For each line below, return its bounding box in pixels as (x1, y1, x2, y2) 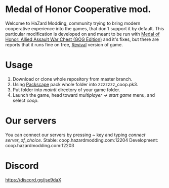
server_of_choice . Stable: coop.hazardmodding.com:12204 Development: (5, 137, 158, 143)
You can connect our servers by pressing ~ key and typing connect (5, 132, 146, 138)
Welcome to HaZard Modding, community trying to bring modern (5, 20, 141, 26)
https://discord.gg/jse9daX (5, 176, 62, 182)
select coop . (12, 97, 39, 103)
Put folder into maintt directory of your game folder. (12, 87, 120, 93)
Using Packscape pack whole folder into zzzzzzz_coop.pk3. (12, 81, 138, 87)
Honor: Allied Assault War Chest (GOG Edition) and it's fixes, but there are (5, 36, 159, 42)
